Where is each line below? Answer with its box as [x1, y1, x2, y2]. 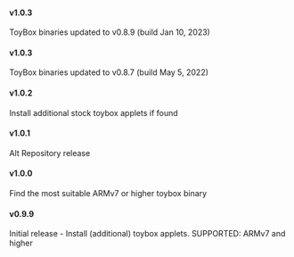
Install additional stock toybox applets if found [9, 107, 178, 118]
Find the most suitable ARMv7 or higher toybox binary [9, 188, 208, 199]
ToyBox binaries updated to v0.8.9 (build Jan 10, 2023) [9, 27, 211, 37]
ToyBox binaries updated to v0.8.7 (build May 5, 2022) [9, 67, 209, 78]
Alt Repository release [9, 147, 91, 158]
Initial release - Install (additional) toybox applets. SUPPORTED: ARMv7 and [9, 228, 286, 239]
